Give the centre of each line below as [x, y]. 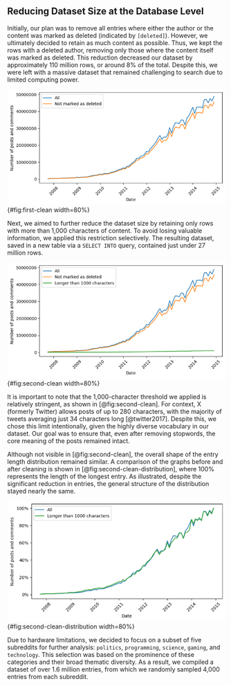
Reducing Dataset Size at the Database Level [105, 11]
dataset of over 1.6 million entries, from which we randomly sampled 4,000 [113, 669]
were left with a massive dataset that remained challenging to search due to [115, 72]
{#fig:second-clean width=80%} [54, 383]
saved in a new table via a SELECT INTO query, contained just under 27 [107, 246]
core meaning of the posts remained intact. [68, 441]
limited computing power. [43, 80]
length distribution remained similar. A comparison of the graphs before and [115, 461]
